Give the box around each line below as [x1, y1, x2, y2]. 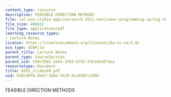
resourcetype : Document [5, 64, 56, 69]
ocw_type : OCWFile [5, 45, 44, 50]
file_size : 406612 [5, 21, 44, 27]
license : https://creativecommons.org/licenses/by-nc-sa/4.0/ [5, 40, 140, 45]
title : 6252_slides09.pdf [5, 69, 60, 74]
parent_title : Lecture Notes [5, 50, 67, 55]
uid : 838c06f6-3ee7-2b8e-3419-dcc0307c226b [5, 73, 99, 78]
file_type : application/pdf [5, 26, 65, 31]
